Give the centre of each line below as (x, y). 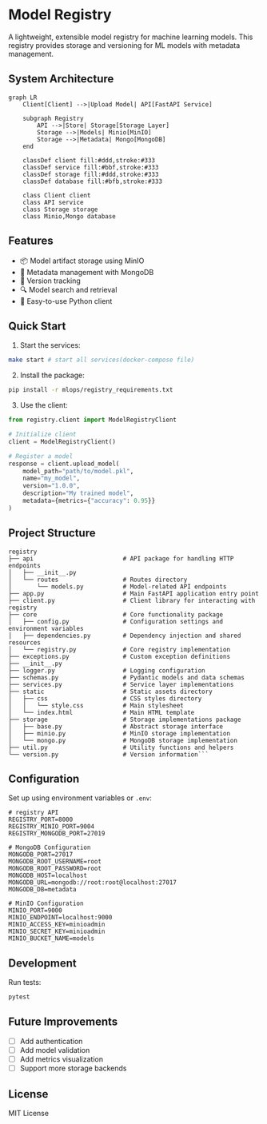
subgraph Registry (53, 118)
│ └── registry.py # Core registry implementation (119, 649)
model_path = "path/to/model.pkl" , (78, 471)
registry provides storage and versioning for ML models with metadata (124, 45)
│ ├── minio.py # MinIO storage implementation (119, 733)
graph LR (23, 98)
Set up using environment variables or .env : (80, 798)
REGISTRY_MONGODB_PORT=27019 (57, 834)
